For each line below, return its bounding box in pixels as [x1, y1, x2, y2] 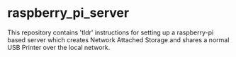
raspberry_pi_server [7, 5, 130, 21]
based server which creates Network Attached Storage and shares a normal [7, 35, 230, 44]
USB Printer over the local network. [7, 43, 111, 51]
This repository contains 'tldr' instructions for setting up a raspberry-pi [7, 28, 214, 37]
